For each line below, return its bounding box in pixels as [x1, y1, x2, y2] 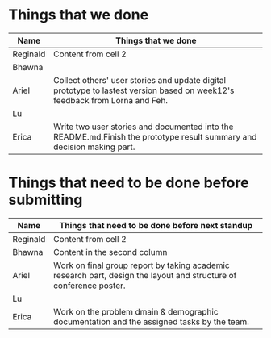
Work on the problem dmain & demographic [53, 306, 219, 317]
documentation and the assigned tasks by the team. [53, 316, 250, 328]
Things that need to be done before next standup [59, 219, 253, 231]
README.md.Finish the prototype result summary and [53, 131, 257, 142]
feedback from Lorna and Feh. [53, 94, 168, 106]
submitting [8, 191, 83, 209]
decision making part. [53, 141, 135, 152]
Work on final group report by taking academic [53, 260, 230, 271]
